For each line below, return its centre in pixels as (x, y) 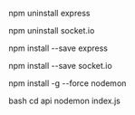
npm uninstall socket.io (52, 30)
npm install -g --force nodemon (67, 83)
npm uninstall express (49, 13)
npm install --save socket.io (60, 66)
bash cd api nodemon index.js (65, 101)
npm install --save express (58, 48)
